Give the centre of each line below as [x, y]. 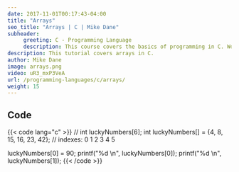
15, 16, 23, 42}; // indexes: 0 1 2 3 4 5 [61, 139]
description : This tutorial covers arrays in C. [81, 54]
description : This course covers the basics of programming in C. [123, 47]
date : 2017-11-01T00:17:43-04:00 [57, 14]
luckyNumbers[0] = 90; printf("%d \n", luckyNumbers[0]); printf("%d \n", [115, 154]
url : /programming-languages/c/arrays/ [67, 80]
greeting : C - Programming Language [78, 40]
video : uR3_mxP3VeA [36, 73]
